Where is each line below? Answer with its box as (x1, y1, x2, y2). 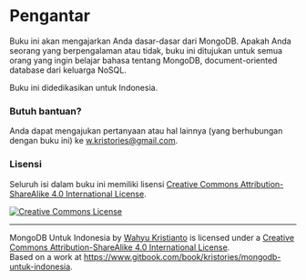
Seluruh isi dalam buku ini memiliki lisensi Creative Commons (9, 178, 239, 189)
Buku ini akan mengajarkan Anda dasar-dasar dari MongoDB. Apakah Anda (9, 35, 291, 46)
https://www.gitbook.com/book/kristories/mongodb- (83, 251, 281, 262)
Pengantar (9, 5, 91, 26)
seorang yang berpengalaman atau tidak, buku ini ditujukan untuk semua (9, 45, 283, 55)
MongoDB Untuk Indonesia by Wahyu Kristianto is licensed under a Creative (9, 232, 294, 243)
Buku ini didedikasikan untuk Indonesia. (9, 82, 158, 93)
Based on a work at (9, 251, 82, 262)
